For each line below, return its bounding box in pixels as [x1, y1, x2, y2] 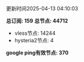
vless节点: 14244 [14, 30, 56, 37]
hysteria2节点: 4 [14, 37, 54, 43]
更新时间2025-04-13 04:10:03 [6, 5, 79, 12]
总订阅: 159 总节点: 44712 [6, 17, 68, 24]
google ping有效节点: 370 [6, 49, 69, 56]
